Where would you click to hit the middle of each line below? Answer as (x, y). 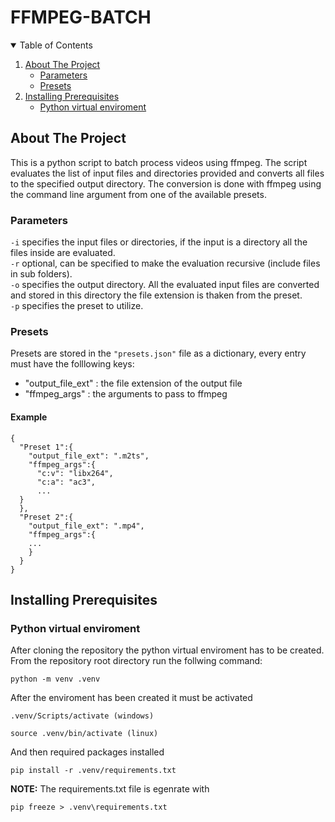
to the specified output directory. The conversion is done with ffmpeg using (166, 183)
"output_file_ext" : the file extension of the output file (133, 383)
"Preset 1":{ (46, 447)
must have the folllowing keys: (72, 364)
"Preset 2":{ (46, 517)
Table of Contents (56, 45)
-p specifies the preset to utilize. (77, 306)
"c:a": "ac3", (66, 482)
